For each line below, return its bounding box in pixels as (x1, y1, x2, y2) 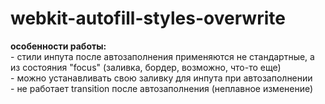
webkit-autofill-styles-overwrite (10, 7, 286, 30)
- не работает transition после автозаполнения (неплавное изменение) (10, 82, 314, 94)
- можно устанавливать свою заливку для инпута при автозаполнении (10, 72, 313, 84)
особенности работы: (10, 40, 107, 52)
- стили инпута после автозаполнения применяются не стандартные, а (10, 50, 315, 62)
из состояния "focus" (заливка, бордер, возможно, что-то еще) (10, 61, 282, 73)
